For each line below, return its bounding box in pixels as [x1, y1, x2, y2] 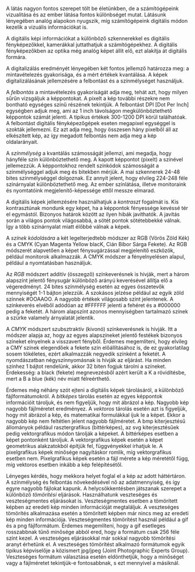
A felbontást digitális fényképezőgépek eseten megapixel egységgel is [6, 120, 176, 126]
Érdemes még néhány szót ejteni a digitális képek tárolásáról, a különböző [6, 387, 184, 394]
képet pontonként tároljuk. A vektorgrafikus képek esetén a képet [6, 436, 163, 443]
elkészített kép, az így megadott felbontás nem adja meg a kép [6, 132, 157, 139]
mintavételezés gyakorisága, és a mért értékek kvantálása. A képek [6, 71, 168, 78]
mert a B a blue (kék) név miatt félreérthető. [6, 375, 111, 382]
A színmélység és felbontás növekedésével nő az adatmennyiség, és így [6, 479, 180, 485]
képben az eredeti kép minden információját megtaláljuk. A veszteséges [6, 504, 179, 511]
